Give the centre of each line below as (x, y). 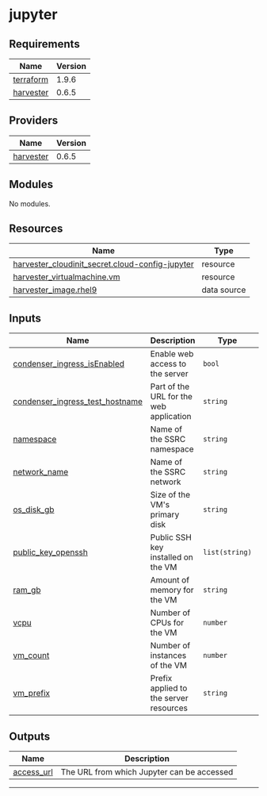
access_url (33, 772)
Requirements (44, 44)
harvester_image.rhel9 (55, 290)
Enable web (172, 354)
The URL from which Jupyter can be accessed (147, 772)
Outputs (30, 736)
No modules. (30, 203)
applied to (169, 688)
